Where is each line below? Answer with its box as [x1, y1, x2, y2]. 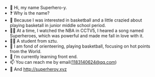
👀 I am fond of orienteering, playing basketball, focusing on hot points [9, 43, 151, 49]
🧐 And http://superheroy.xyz [9, 66, 67, 72]
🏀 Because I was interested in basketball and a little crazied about [9, 17, 142, 23]
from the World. [9, 49, 42, 54]
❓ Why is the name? [9, 10, 50, 16]
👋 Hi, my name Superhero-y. [9, 5, 67, 10]
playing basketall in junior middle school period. [9, 23, 106, 28]
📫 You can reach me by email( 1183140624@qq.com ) [9, 59, 117, 65]
